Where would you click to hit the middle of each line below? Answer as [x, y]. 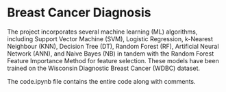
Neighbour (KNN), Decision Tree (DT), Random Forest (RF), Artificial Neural [113, 46]
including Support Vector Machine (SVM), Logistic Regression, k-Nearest [110, 38]
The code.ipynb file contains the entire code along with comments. [102, 81]
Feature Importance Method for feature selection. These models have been [113, 60]
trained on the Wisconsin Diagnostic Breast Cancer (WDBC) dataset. [104, 68]
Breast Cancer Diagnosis [79, 13]
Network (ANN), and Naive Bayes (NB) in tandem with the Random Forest [111, 54]
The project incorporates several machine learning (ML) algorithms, [102, 32]
